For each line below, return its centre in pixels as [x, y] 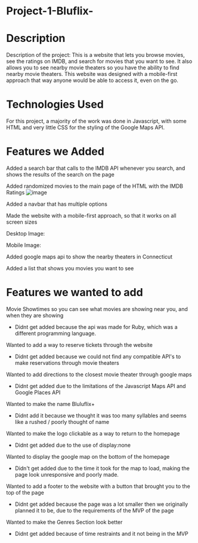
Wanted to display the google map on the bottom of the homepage [88, 456]
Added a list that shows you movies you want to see [70, 268]
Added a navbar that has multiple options [57, 204]
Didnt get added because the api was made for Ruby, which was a [96, 327]
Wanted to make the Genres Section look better [64, 522]
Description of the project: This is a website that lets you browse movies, [95, 55]
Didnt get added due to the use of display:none [73, 445]
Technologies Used [55, 104]
